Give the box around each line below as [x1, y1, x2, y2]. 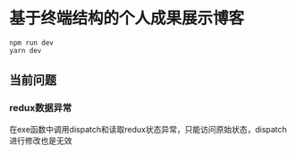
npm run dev [9, 38, 54, 47]
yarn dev [9, 46, 42, 55]
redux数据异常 [9, 102, 72, 115]
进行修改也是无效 [9, 135, 72, 146]
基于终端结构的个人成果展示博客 [9, 8, 245, 29]
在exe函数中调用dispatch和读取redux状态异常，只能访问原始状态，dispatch [9, 124, 288, 134]
